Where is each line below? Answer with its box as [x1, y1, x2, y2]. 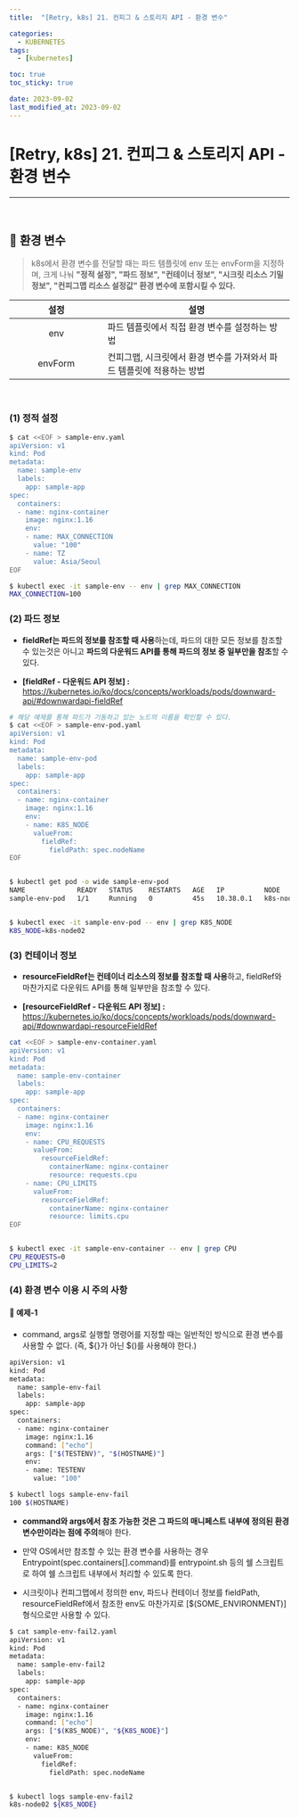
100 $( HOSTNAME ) [9, 1498, 69, 1508]
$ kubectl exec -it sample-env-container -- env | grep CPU [9, 1244, 238, 1253]
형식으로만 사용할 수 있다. [21, 1609, 111, 1620]
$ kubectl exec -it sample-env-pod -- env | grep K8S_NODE [9, 918, 233, 927]
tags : [9, 45, 29, 54]
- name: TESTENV [25, 1466, 86, 1475]
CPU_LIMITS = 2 [9, 1260, 58, 1269]
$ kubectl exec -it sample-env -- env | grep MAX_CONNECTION [9, 582, 241, 591]
